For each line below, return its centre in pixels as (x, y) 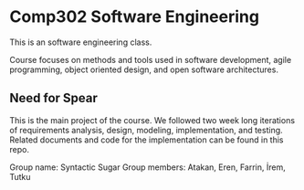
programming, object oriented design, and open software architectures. (144, 69)
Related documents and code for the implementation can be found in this (147, 140)
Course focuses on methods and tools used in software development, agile (151, 59)
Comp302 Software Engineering (135, 17)
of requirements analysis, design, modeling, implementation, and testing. (146, 130)
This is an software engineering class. (81, 42)
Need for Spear (53, 98)
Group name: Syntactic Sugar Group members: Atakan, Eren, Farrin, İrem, (147, 167)
